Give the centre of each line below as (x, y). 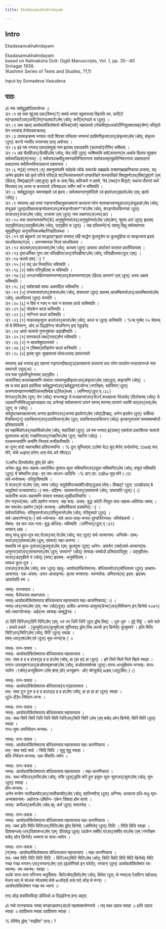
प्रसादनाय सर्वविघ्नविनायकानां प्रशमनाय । (36, 164)
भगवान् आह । (16, 529)
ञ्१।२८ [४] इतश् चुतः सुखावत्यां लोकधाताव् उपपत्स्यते (48, 354)
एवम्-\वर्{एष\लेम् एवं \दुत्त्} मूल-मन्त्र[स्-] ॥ (39, 638)
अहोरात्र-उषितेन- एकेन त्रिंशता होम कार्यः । (59, 799)
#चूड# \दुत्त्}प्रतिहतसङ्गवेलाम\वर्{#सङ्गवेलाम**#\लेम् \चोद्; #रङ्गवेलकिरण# (67, 209)
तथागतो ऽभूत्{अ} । (21, 369)
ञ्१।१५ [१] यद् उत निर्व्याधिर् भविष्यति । (38, 264)
